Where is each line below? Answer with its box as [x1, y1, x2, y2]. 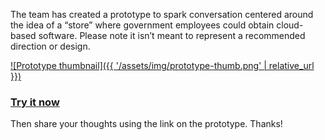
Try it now [10, 95, 60, 109]
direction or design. [10, 40, 91, 52]
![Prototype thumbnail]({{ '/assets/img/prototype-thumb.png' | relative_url [10, 60, 315, 71]
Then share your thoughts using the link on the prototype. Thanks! [10, 118, 283, 130]
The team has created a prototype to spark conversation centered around [10, 9, 314, 20]
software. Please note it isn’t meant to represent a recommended [38, 30, 306, 41]
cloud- [276, 19, 304, 31]
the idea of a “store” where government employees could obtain [10, 19, 275, 31]
